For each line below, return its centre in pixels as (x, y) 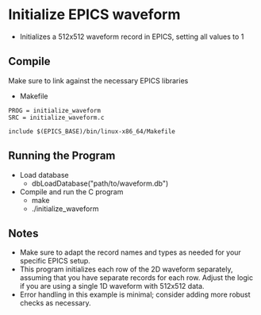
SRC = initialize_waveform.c (56, 117)
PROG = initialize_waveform (55, 110)
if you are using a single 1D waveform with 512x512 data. (112, 286)
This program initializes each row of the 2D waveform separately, (126, 269)
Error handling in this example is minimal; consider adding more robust (135, 294)
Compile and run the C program (71, 191)
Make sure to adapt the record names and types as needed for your (130, 252)
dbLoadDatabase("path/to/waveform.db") (100, 183)
